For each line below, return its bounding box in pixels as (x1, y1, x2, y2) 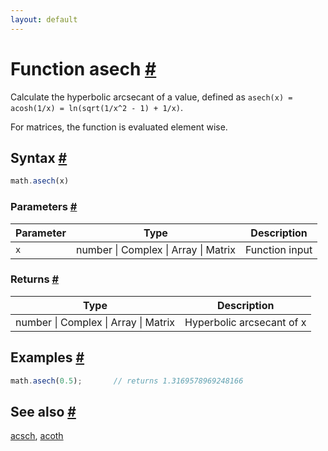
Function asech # (10, 57, 157, 80)
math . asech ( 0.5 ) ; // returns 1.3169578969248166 (10, 376, 244, 386)
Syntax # (10, 149, 68, 166)
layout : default (10, 14, 78, 25)
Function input (244, 242, 313, 256)
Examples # (10, 349, 85, 366)
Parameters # (10, 200, 78, 214)
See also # (10, 403, 77, 420)
